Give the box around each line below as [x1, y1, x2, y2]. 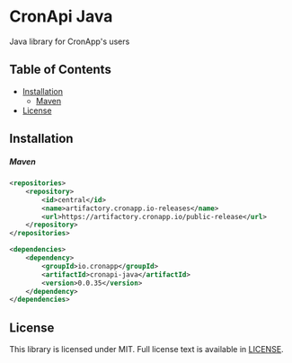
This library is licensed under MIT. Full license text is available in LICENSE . [9, 344, 285, 355]
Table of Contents [9, 62, 112, 77]
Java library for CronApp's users [9, 36, 130, 47]
